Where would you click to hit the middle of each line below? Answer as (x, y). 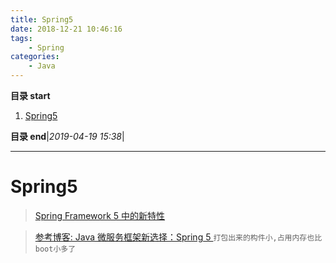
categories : (35, 57)
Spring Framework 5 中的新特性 (100, 215)
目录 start (30, 95)
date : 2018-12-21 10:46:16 (66, 29)
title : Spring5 (42, 19)
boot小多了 (55, 249)
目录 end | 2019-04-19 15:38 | (67, 136)
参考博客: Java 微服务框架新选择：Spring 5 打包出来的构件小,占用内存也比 (178, 237)
